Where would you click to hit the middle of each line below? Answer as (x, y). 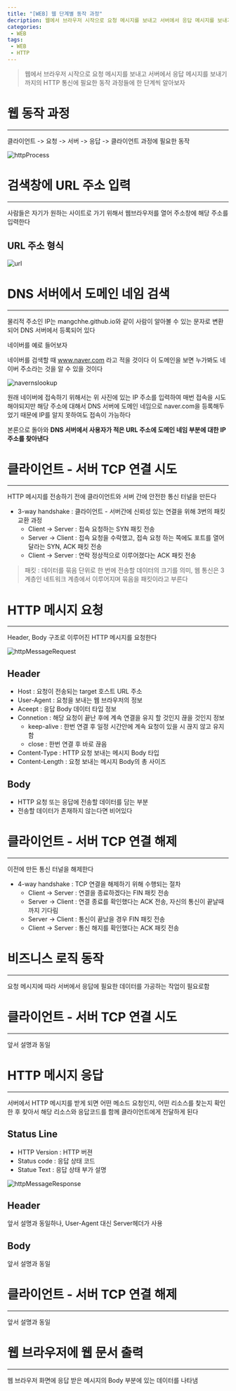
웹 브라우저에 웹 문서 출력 (76, 1353)
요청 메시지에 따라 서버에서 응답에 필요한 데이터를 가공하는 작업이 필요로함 (109, 986)
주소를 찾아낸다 (28, 438)
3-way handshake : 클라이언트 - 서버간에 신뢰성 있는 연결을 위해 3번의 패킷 (122, 512)
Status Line (33, 1134)
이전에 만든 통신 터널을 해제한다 (51, 869)
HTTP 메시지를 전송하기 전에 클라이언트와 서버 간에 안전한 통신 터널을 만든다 (112, 496)
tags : (15, 40)
